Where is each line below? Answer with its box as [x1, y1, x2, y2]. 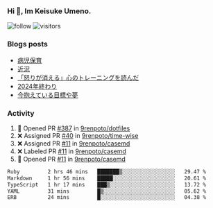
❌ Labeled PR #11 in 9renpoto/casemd [17, 147, 127, 155]
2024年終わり [17, 82, 58, 90]
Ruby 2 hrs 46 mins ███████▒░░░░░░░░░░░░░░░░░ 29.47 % [7, 168, 207, 175]
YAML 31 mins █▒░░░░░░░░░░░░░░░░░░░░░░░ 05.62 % [7, 187, 207, 195]
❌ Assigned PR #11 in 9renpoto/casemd [17, 139, 130, 148]
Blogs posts [7, 40, 49, 49]
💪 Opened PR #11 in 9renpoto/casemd [17, 155, 126, 163]
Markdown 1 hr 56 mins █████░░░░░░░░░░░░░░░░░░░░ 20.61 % [7, 175, 207, 182]
